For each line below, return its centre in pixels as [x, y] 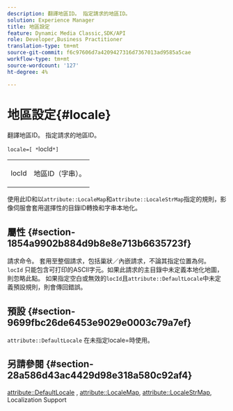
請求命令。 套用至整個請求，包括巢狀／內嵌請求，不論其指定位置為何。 [109, 261]
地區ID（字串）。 [60, 173]
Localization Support [37, 400]
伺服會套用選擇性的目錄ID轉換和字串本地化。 [77, 208]
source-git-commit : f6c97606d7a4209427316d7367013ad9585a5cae [99, 53]
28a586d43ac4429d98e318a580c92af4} [100, 376]
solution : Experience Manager [51, 20]
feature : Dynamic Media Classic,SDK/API [67, 33]
